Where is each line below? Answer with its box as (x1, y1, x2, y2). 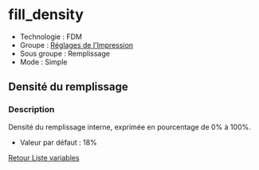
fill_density (8, 6, 84, 24)
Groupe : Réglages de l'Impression (19, 40, 134, 49)
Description (8, 104, 55, 115)
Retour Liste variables (8, 153, 80, 162)
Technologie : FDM (19, 32, 82, 41)
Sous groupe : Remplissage (19, 48, 110, 58)
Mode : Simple (19, 57, 68, 67)
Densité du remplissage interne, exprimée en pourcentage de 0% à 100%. (8, 122, 251, 132)
